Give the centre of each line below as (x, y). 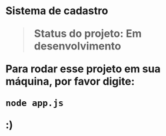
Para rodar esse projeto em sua (83, 69)
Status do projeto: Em (88, 34)
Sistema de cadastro (57, 11)
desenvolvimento (77, 46)
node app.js (35, 103)
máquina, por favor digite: (70, 82)
